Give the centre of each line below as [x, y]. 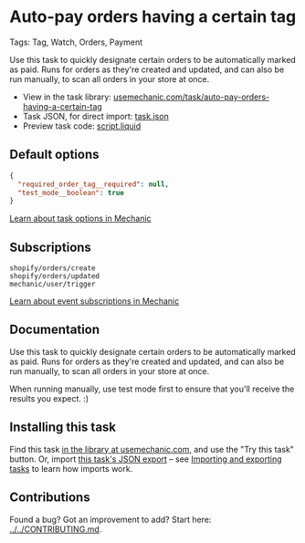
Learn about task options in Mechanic [81, 219]
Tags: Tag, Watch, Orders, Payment [76, 42]
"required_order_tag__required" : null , [94, 184]
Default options [54, 155]
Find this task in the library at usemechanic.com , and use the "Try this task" [152, 449]
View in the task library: [67, 97]
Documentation [55, 330]
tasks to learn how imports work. [71, 468]
